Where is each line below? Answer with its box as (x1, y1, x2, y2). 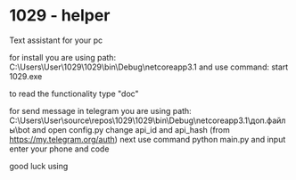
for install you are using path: (9, 52, 117, 62)
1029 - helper (9, 5, 111, 26)
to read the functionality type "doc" (9, 88, 140, 99)
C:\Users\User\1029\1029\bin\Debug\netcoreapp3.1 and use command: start (9, 61, 289, 72)
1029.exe (9, 70, 43, 81)
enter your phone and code (9, 143, 110, 154)
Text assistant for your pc (9, 35, 103, 45)
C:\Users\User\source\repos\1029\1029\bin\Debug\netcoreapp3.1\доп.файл (9, 115, 286, 126)
